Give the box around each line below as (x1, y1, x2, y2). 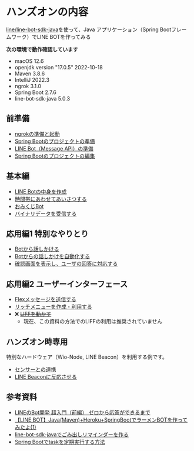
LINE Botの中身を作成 (14, 188, 67, 195)
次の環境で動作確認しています (6, 45, 78, 53)
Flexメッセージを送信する (14, 296, 76, 303)
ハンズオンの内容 (6, 5, 89, 19)
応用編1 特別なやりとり (6, 229, 89, 239)
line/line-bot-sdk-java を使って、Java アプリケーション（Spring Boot (6, 26, 172, 33)
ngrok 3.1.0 (14, 82, 42, 89)
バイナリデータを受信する (14, 210, 77, 217)
